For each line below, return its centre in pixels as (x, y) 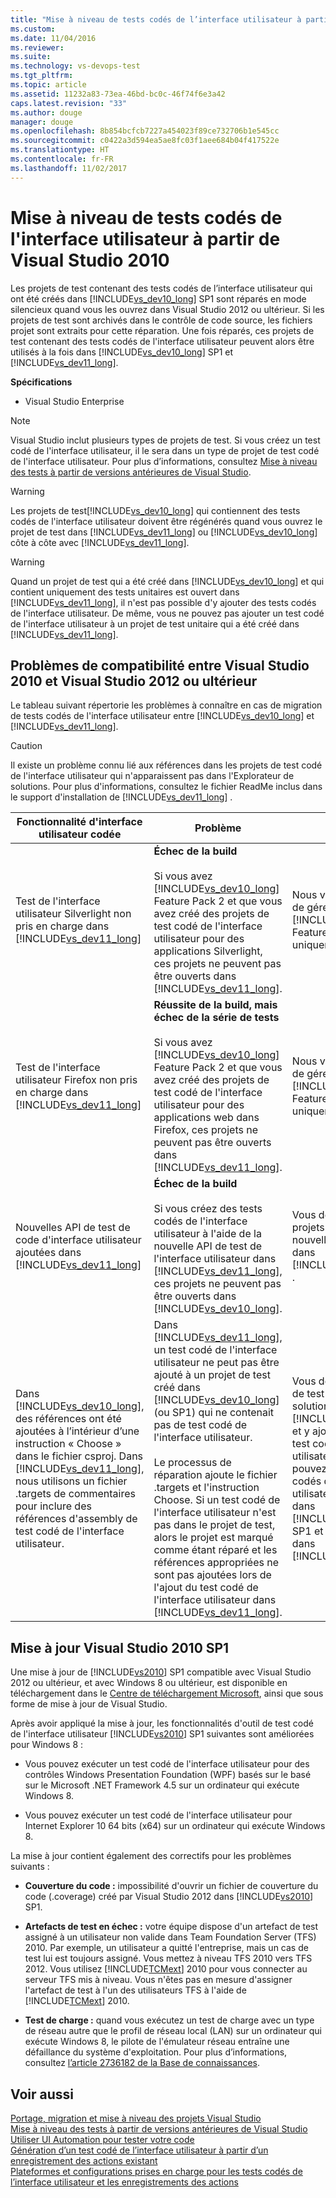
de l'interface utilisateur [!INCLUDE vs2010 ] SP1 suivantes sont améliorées (162, 1734)
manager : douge (42, 122)
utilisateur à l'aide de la (207, 1234)
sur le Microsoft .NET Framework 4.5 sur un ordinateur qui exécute (162, 1785)
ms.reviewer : (37, 47)
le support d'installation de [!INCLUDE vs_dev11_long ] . (121, 797)
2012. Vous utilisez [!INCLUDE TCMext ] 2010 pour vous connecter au (166, 1969)
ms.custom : (33, 29)
